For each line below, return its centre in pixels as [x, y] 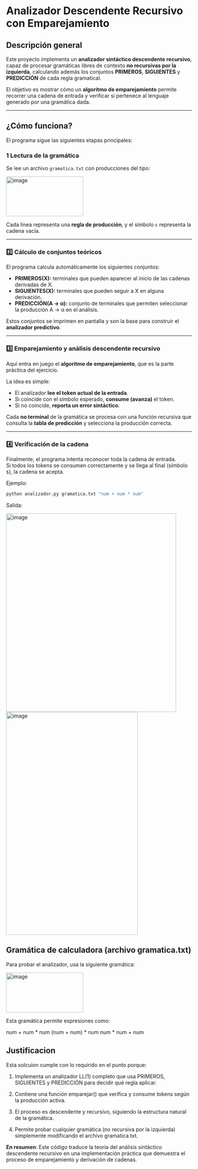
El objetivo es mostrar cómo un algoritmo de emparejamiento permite [91, 89]
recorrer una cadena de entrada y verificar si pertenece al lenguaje [88, 96]
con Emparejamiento [58, 23]
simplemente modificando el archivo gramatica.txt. [76, 1135]
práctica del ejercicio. [32, 370]
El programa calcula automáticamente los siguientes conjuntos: [83, 267]
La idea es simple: [28, 381]
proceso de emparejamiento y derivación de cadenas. [72, 1160]
